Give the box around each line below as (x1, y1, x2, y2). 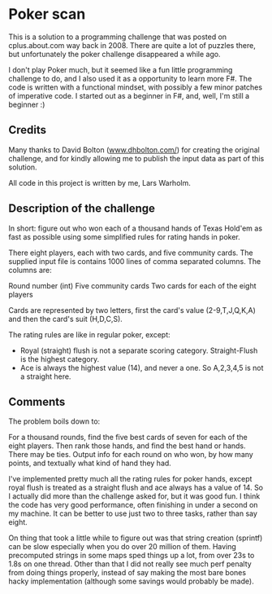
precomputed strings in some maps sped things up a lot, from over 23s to (8, 551, 255, 561)
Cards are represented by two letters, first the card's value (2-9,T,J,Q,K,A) (8, 305, 256, 315)
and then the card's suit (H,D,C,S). (8, 314, 123, 323)
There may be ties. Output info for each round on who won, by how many (8, 450, 253, 460)
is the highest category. (19, 354, 100, 363)
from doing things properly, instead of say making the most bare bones (8, 568, 246, 578)
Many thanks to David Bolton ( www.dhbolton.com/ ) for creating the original (8, 144, 260, 155)
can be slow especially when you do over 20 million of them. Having (8, 542, 237, 552)
